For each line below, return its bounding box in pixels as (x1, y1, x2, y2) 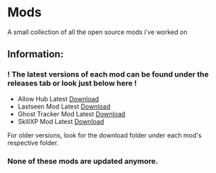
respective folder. (7, 138, 59, 147)
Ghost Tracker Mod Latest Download (17, 109, 126, 118)
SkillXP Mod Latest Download (17, 117, 104, 125)
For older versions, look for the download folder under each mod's (7, 130, 202, 139)
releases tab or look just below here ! (7, 79, 137, 89)
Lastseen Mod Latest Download (17, 102, 111, 111)
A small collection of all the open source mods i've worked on (7, 28, 188, 36)
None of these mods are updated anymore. (7, 156, 158, 166)
